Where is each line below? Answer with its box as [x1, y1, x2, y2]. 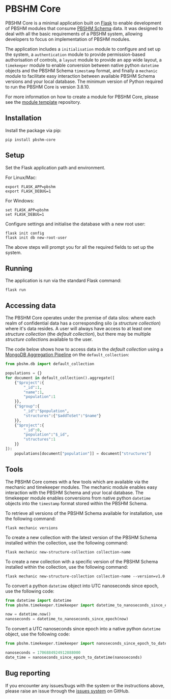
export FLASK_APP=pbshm [5, 184, 56, 189]
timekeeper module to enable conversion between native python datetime [5, 62, 159, 68]
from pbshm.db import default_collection [5, 362, 95, 367]
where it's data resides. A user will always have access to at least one [5, 326, 152, 332]
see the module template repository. [5, 99, 81, 105]
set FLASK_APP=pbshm [5, 207, 49, 213]
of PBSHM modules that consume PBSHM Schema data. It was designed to [5, 25, 163, 31]
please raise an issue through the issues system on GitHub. [5, 688, 130, 694]
